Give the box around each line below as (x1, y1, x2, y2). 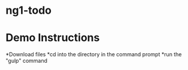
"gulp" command (5, 57, 48, 65)
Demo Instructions (5, 31, 100, 45)
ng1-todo (5, 4, 52, 17)
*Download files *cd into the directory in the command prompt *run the (5, 51, 182, 58)
